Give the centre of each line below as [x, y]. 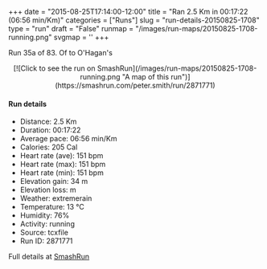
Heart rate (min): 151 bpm [62, 173]
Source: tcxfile [44, 233]
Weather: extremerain [56, 198]
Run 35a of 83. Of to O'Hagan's [60, 53]
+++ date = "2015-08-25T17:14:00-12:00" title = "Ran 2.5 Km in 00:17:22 [128, 12]
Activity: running [47, 224]
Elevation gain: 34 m [54, 181]
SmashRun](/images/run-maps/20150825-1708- [177, 68]
